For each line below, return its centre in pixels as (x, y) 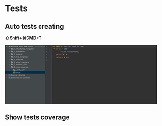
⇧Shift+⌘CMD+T (23, 38)
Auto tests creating (34, 26)
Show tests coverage (37, 118)
